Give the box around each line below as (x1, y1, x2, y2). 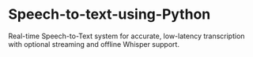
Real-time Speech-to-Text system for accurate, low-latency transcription (8, 31, 245, 41)
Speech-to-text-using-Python (8, 5, 211, 23)
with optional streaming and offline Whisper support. (8, 39, 180, 48)
